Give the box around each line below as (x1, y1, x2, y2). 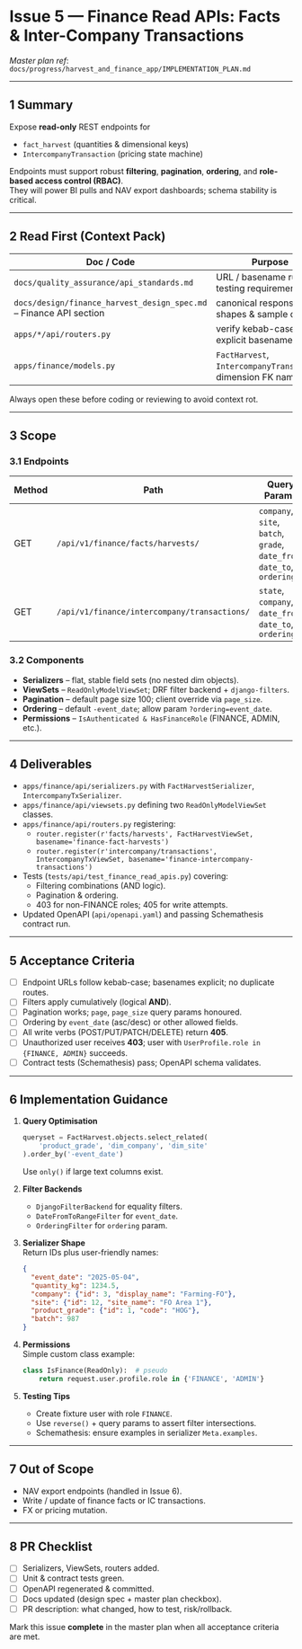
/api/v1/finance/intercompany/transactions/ (57, 607, 250, 617)
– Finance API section (13, 306, 105, 319)
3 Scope (9, 428, 57, 443)
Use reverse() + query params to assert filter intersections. (35, 1417, 257, 1428)
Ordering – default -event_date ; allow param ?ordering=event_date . (22, 703, 272, 714)
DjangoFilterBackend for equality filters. (35, 1201, 182, 1212)
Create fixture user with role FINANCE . (35, 1408, 173, 1419)
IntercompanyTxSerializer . (22, 790, 122, 801)
